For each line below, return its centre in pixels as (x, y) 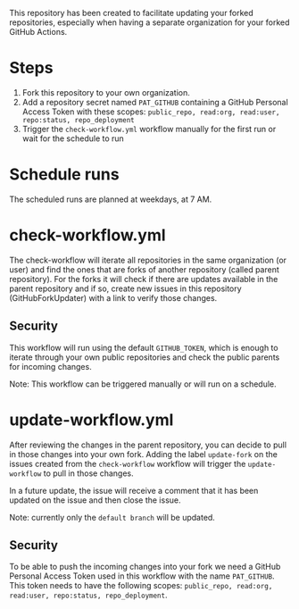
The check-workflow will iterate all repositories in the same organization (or (148, 260)
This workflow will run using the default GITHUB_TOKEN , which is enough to (144, 347)
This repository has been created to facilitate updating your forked (132, 13)
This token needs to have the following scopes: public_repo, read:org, (141, 586)
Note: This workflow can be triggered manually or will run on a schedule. (143, 384)
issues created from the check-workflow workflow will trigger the (128, 463)
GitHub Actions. (38, 32)
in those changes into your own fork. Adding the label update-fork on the (144, 454)
